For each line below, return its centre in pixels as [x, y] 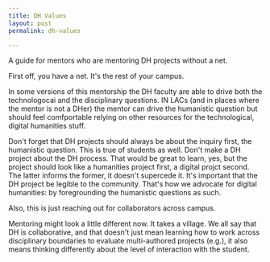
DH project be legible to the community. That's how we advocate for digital [133, 184]
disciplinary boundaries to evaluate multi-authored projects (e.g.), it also [128, 241]
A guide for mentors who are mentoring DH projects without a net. [118, 60]
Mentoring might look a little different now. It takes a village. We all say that [133, 224]
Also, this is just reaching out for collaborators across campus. [112, 208]
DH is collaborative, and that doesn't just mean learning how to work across [134, 232]
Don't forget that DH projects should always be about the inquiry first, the [130, 141]
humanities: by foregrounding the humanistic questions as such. [115, 193]
